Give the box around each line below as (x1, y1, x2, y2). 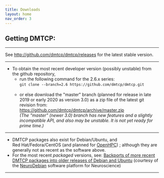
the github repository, (12, 71, 56, 77)
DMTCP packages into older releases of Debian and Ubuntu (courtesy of (12, 158, 159, 163)
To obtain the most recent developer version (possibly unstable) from (12, 66, 152, 72)
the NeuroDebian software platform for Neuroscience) (12, 163, 121, 169)
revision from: (19, 102, 48, 108)
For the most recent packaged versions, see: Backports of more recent (12, 152, 155, 158)
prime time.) (19, 123, 44, 129)
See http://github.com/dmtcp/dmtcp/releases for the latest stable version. (5, 52, 154, 58)
